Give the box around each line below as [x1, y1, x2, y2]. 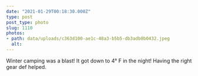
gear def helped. [6, 63, 47, 70]
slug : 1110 [6, 25, 33, 31]
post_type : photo [6, 19, 49, 25]
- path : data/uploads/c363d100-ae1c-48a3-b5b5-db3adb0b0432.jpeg [6, 36, 170, 42]
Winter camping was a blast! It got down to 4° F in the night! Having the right [6, 57, 192, 64]
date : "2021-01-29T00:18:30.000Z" [6, 8, 91, 15]
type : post [6, 14, 33, 20]
